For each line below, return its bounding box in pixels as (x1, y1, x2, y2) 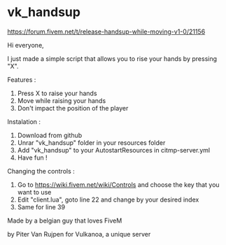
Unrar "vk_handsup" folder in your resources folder (17, 138, 166, 147)
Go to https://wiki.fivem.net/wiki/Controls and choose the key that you (17, 180, 220, 189)
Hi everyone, (7, 41, 44, 49)
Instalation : (7, 117, 41, 126)
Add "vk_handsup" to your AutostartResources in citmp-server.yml (17, 146, 211, 154)
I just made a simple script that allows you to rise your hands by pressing (7, 54, 218, 63)
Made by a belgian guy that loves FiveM (7, 216, 122, 225)
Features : (7, 75, 36, 84)
